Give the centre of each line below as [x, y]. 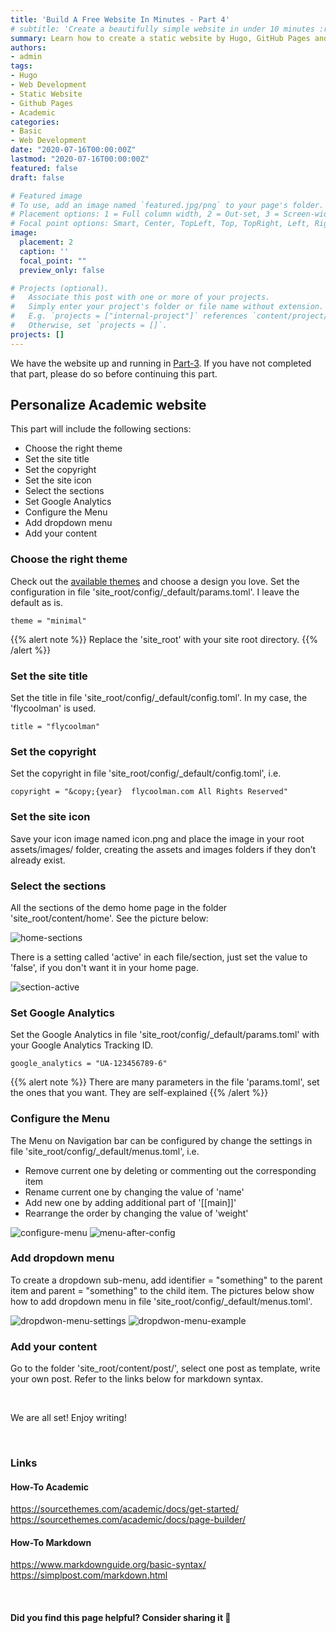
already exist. [38, 860]
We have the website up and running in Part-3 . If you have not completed [161, 363]
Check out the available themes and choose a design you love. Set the [155, 581]
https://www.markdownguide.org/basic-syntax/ [108, 1565]
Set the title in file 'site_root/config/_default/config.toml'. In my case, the [159, 698]
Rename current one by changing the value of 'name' [134, 1192]
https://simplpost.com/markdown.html [89, 1575]
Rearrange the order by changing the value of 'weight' [136, 1213]
